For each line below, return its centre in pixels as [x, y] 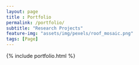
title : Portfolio [29, 17]
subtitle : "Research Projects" [45, 28]
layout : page [22, 12]
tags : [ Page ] [22, 39]
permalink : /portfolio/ [35, 22]
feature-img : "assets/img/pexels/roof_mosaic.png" [70, 34]
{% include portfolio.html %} [41, 56]
